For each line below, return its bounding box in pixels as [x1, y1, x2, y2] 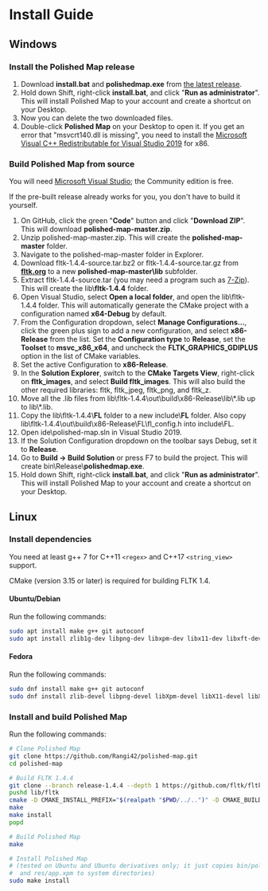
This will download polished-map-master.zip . [20, 225, 173, 234]
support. [9, 560, 37, 570]
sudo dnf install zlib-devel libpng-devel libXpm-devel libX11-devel [9, 692, 245, 701]
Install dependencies [9, 534, 92, 545]
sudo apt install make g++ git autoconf [9, 627, 146, 635]
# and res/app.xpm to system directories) [9, 869, 156, 877]
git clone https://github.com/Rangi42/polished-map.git [9, 752, 198, 760]
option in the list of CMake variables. [20, 351, 142, 361]
